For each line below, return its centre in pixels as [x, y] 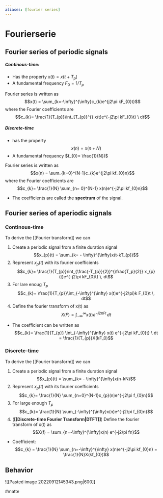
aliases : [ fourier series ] [33, 10]
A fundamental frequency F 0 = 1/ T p [48, 84]
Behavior [19, 470]
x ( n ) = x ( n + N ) [86, 148]
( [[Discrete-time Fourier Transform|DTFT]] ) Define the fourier [76, 419]
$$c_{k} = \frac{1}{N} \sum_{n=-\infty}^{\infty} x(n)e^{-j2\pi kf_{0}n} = [86, 449]
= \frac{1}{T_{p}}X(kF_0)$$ [86, 338]
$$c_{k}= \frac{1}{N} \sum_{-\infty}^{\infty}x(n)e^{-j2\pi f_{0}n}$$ [86, 412]
